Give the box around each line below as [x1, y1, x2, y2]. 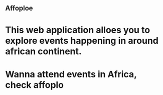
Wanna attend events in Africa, [5, 68, 137, 80]
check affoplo [5, 79, 64, 90]
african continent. [5, 45, 82, 57]
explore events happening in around [5, 35, 159, 46]
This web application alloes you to [5, 24, 150, 36]
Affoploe [5, 4, 34, 13]
